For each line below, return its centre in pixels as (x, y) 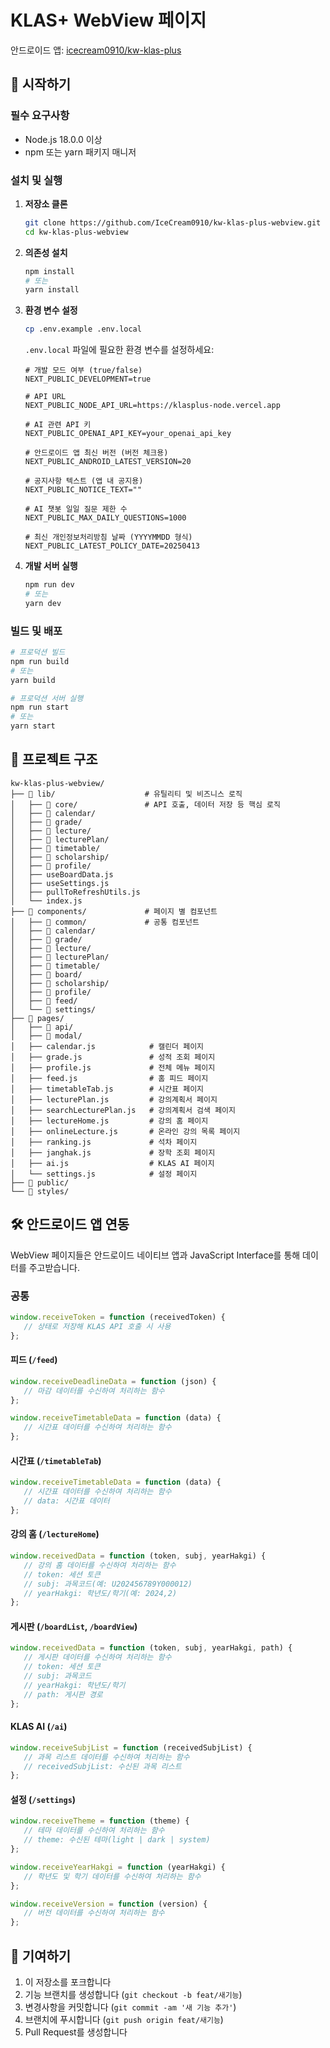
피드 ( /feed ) (34, 1360)
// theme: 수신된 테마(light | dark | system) (117, 1840)
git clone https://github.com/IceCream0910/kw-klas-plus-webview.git (173, 222)
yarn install (52, 290)
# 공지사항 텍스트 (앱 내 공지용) (84, 481)
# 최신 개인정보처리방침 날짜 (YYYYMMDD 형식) (108, 537)
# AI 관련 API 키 (58, 425)
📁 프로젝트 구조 (54, 759)
